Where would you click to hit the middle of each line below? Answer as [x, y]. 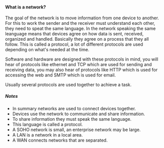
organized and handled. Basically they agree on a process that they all [77, 39]
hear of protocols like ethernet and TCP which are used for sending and [79, 65]
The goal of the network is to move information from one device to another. [82, 18]
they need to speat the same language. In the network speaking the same [81, 29]
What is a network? [26, 7]
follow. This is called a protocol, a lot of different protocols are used [74, 44]
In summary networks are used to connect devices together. [74, 109]
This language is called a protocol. [47, 125]
